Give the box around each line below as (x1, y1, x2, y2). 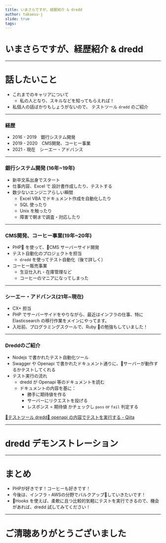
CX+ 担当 (12, 306, 32, 311)
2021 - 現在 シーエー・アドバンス (12, 147, 83, 153)
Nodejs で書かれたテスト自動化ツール (12, 354, 89, 360)
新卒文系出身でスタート (12, 177, 60, 183)
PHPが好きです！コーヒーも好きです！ (12, 486, 91, 492)
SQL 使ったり (19, 201, 47, 207)
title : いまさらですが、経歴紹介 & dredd (5, 7, 83, 12)
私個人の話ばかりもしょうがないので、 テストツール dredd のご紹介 (12, 104, 149, 110)
